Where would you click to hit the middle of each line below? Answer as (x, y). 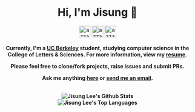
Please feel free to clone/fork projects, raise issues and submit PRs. (97, 66)
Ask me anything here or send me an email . (97, 77)
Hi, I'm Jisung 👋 (97, 12)
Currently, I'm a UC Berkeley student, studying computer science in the (97, 48)
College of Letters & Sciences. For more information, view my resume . (97, 54)
